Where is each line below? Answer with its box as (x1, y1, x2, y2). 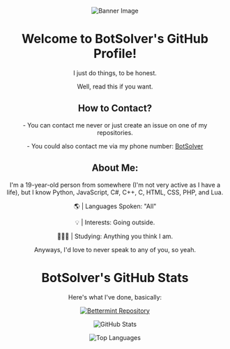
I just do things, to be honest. (73, 68, 157, 77)
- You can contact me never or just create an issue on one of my (22, 121, 208, 129)
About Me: (91, 162, 139, 174)
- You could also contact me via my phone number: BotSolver (26, 141, 204, 150)
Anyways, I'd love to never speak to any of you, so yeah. (33, 245, 197, 254)
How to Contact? (77, 102, 153, 114)
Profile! (93, 46, 137, 62)
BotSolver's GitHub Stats (41, 270, 189, 286)
